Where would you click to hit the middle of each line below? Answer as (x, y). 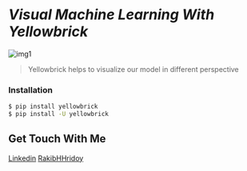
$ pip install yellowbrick (53, 107)
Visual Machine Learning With (112, 15)
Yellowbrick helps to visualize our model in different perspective (133, 69)
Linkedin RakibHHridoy (46, 158)
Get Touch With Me (57, 139)
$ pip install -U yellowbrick (59, 114)
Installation (31, 89)
